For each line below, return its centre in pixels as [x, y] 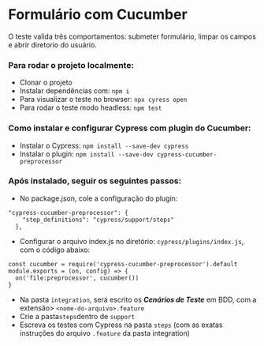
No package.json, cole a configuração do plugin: [99, 198]
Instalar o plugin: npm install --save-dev [86, 154]
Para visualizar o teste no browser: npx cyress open [103, 100]
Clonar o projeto [46, 83]
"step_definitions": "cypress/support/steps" [99, 220]
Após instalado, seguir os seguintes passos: [95, 181]
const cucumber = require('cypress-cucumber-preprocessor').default [123, 264]
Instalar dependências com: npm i [74, 91]
